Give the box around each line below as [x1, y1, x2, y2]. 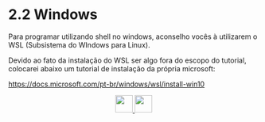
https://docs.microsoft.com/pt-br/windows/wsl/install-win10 [8, 79, 205, 89]
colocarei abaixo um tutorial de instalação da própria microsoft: [8, 63, 216, 73]
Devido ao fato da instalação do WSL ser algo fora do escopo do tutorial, [8, 55, 247, 65]
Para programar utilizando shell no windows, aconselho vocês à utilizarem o [8, 32, 258, 41]
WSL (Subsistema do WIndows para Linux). [8, 40, 150, 49]
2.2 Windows [8, 6, 98, 24]
